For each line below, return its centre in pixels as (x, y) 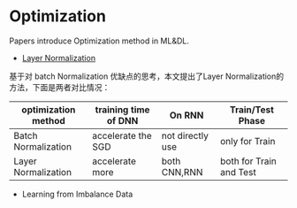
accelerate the (122, 135)
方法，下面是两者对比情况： (60, 87)
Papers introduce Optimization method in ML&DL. (99, 41)
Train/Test (251, 110)
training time (122, 110)
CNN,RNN (182, 172)
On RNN (187, 115)
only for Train (248, 141)
